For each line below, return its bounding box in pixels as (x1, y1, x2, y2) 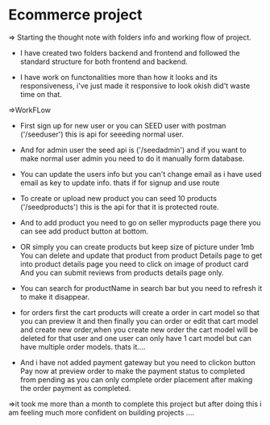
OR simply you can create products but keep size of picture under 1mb (19, 242, 255, 251)
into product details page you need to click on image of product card (19, 259, 248, 268)
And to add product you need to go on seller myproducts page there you (19, 217, 261, 227)
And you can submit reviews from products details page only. (19, 267, 224, 277)
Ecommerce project (8, 6, 143, 24)
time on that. (19, 89, 63, 99)
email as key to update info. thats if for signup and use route (19, 178, 220, 187)
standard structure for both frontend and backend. (19, 57, 188, 66)
